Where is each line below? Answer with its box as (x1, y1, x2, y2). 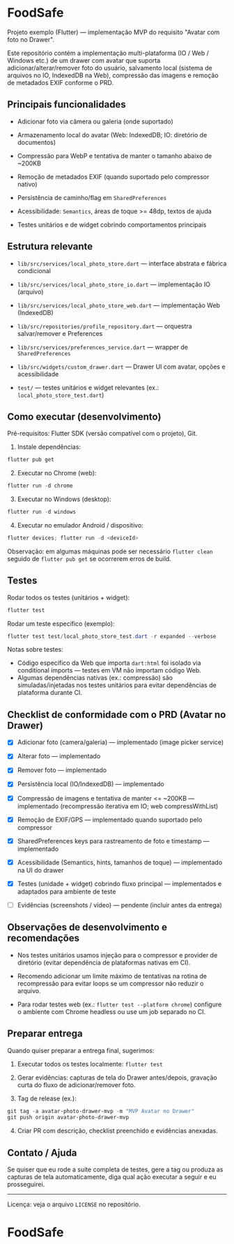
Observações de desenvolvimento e (7, 921, 167, 933)
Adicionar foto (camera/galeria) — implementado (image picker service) (17, 738, 224, 746)
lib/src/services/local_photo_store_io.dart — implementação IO (17, 280, 211, 289)
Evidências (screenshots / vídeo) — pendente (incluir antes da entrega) (17, 900, 222, 909)
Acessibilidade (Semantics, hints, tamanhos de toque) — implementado (17, 858, 223, 866)
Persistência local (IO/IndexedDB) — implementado (17, 780, 165, 788)
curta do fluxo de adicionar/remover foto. (17, 1080, 136, 1089)
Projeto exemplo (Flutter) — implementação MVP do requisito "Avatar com (7, 28, 220, 36)
